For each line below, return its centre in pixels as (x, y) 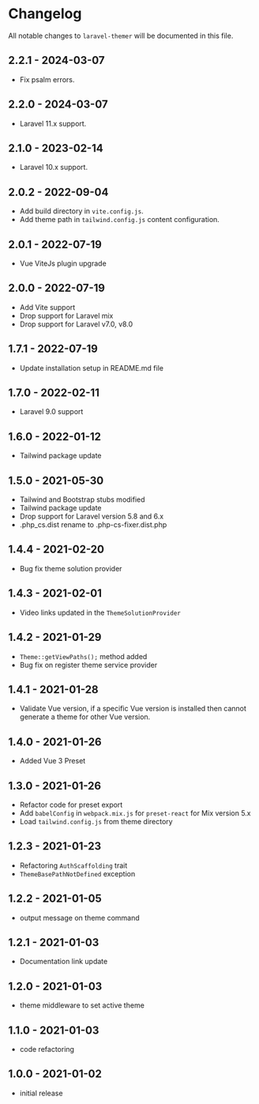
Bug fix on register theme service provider (88, 665)
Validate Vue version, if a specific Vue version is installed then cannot (133, 709)
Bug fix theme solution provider (71, 568)
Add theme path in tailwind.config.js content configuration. (119, 220)
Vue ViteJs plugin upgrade (63, 263)
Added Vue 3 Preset (53, 761)
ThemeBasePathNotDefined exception (77, 873)
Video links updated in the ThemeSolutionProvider (100, 612)
